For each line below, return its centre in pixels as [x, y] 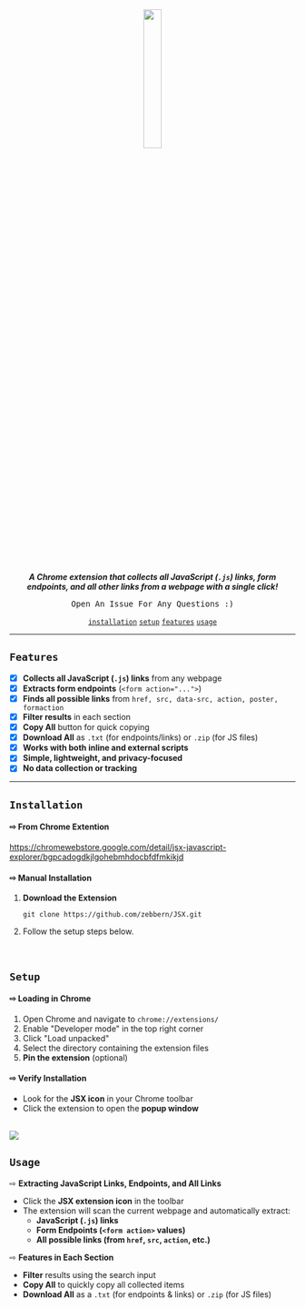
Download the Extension [70, 898]
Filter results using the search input [89, 1274]
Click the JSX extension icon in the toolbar [103, 1201]
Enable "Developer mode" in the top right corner [113, 1029]
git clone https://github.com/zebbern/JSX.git [112, 915]
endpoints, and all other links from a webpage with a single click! [152, 587]
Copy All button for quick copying [86, 727]
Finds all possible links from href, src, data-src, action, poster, [150, 698]
